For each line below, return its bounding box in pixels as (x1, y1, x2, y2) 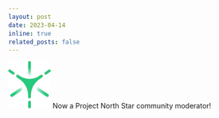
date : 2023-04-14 (8, 21, 66, 29)
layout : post (8, 13, 52, 21)
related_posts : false (8, 38, 80, 46)
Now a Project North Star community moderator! (52, 101, 212, 111)
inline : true (8, 29, 52, 37)
